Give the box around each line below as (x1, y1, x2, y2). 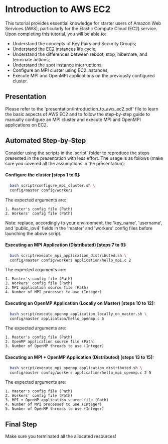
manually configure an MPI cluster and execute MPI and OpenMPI (5, 117, 141, 123)
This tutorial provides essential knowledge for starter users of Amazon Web (5, 20, 161, 26)
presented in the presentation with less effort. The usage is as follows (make (5, 155, 163, 161)
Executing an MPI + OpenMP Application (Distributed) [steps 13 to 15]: (5, 354, 154, 360)
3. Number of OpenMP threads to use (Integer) (5, 344, 104, 349)
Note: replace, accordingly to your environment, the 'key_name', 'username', (5, 219, 163, 226)
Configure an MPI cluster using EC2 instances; (12, 67, 109, 73)
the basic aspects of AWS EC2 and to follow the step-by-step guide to (5, 111, 150, 117)
